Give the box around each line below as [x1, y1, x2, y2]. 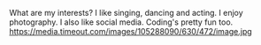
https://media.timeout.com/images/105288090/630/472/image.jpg [9, 26, 252, 36]
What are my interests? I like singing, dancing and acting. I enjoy [9, 8, 243, 18]
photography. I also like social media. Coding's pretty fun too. [9, 17, 234, 27]
